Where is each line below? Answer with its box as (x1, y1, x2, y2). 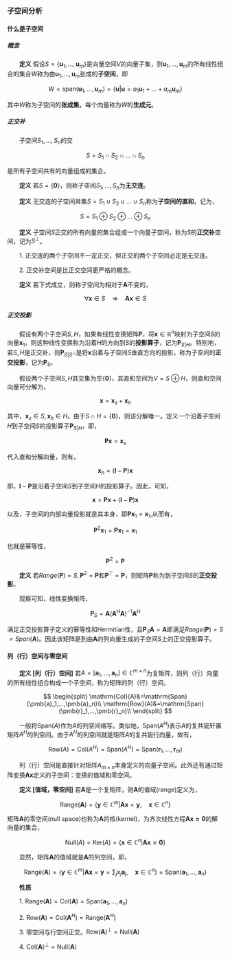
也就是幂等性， (7, 541, 49, 550)
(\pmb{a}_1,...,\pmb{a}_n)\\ (26, 699, 102, 708)
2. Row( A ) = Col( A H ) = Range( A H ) (19, 912, 117, 921)
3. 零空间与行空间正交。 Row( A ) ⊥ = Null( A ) (19, 926, 140, 936)
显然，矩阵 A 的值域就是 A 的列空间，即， (19, 853, 130, 861)
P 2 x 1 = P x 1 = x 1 (93, 525, 137, 536)
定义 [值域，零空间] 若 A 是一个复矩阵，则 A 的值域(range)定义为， (19, 785, 201, 793)
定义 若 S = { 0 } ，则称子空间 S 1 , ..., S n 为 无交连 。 (19, 181, 150, 192)
